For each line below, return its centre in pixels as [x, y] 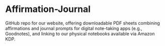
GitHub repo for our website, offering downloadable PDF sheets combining [82, 23]
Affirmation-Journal [48, 9]
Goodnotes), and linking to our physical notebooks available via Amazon [80, 33]
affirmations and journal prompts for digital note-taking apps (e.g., [74, 28]
